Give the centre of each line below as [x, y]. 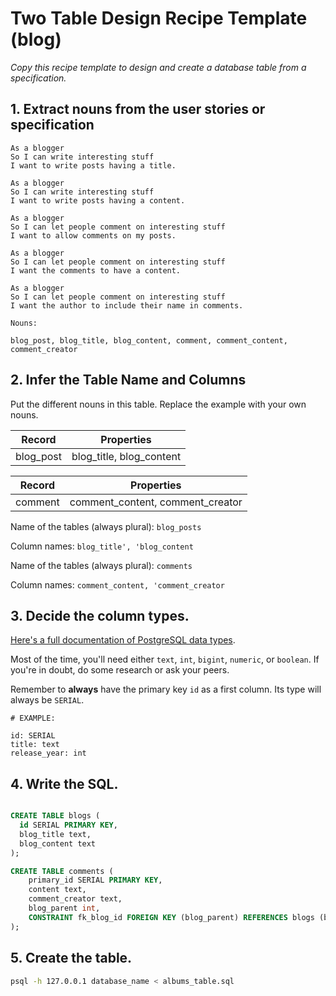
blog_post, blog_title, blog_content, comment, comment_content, [149, 340]
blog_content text [58, 843]
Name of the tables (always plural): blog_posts [106, 526]
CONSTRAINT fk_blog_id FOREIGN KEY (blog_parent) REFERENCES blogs [171, 917]
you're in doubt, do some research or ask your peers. [120, 670]
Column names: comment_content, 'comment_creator [117, 584]
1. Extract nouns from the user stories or [138, 109]
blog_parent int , [64, 908]
